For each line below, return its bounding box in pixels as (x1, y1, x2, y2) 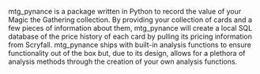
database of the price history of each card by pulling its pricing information (8, 31, 253, 41)
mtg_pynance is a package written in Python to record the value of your (8, 7, 242, 16)
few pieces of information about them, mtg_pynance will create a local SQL (8, 24, 253, 32)
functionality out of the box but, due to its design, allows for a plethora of (8, 49, 246, 57)
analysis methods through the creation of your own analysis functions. (8, 57, 238, 66)
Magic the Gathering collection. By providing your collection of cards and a (8, 15, 253, 24)
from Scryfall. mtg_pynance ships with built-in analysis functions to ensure (8, 40, 251, 50)
